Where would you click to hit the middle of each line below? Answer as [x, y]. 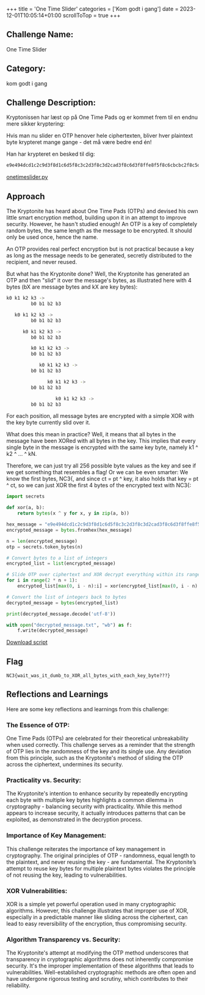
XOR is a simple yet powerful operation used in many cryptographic [91, 904]
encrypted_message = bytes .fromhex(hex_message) [69, 530]
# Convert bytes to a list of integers [57, 558]
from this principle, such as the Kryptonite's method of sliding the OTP [95, 758]
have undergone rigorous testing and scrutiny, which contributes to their [97, 979]
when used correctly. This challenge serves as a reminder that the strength [101, 745]
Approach [26, 196]
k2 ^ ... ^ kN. [22, 454]
